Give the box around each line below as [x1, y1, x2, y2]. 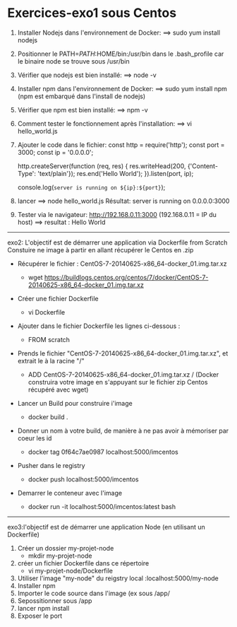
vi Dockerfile [28, 307, 66, 316]
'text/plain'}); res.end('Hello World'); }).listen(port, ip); [37, 169, 194, 177]
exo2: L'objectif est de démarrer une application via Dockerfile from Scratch [7, 238, 228, 247]
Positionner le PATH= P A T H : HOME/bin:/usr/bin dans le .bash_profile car [17, 49, 224, 58]
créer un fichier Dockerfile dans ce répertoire [17, 558, 150, 567]
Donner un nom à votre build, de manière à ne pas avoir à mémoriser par [17, 426, 229, 435]
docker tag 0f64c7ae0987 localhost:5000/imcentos [28, 447, 178, 456]
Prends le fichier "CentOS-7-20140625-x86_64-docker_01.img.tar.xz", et [17, 348, 229, 358]
